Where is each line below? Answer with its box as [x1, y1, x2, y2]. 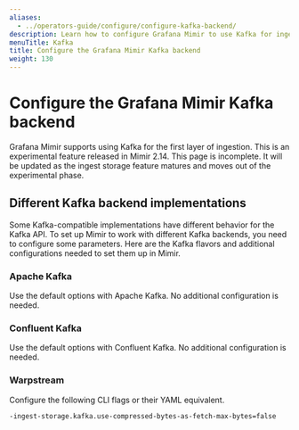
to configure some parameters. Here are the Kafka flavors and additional [9, 238, 275, 249]
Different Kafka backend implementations [9, 195, 246, 211]
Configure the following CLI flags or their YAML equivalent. [9, 394, 225, 405]
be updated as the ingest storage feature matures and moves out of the [9, 160, 271, 170]
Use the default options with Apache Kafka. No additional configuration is [9, 291, 279, 302]
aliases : [9, 12, 42, 22]
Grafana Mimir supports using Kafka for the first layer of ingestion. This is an [9, 141, 290, 152]
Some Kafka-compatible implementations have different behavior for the [9, 219, 275, 230]
